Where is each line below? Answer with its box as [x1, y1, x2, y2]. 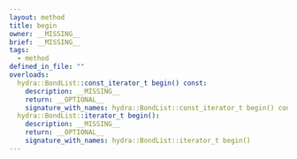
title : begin [9, 21, 57, 30]
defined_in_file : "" [9, 63, 86, 72]
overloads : [9, 71, 49, 79]
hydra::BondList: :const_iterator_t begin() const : [17, 79, 208, 87]
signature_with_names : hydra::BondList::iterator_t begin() [25, 136, 251, 145]
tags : [9, 46, 29, 55]
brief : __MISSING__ [9, 37, 81, 47]
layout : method [9, 12, 65, 22]
